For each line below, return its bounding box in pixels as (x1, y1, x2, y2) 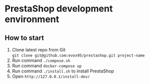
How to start (5, 33, 44, 42)
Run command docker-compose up (12, 63, 82, 68)
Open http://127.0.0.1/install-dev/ (12, 73, 90, 79)
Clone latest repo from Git (12, 47, 66, 52)
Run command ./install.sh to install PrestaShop (12, 68, 114, 74)
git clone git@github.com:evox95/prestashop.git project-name (12, 53, 145, 58)
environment (5, 13, 60, 25)
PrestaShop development (5, 3, 113, 14)
